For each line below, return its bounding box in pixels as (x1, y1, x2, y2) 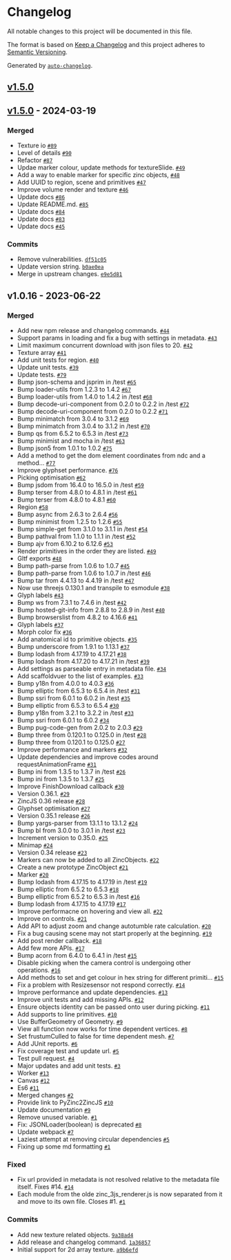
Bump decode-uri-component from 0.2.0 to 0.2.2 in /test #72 (17, 400, 190, 408)
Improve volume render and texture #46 (17, 185, 129, 194)
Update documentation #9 (17, 1106, 91, 1114)
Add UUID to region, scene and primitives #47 (17, 178, 146, 187)
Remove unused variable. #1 (17, 1113, 98, 1121)
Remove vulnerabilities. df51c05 (17, 255, 107, 264)
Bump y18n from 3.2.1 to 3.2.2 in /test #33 (17, 709, 134, 717)
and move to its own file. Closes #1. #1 (17, 1198, 126, 1206)
